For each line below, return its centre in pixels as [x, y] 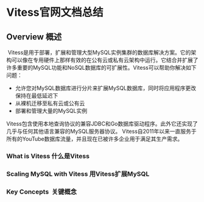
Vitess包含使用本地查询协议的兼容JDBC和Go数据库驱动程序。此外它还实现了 [102, 124]
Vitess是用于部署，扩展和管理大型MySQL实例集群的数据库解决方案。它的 [99, 52]
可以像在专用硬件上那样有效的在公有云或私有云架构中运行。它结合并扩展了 [105, 60]
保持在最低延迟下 [37, 96]
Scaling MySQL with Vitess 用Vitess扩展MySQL [78, 173]
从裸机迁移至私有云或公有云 [50, 103]
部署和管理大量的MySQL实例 [51, 111]
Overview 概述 [34, 37]
